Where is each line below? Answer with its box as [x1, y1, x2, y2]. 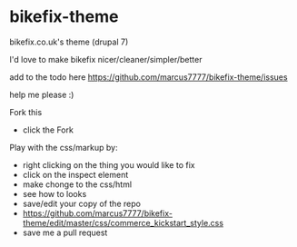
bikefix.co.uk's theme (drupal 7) [9, 36, 129, 47]
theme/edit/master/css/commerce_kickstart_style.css [22, 217, 224, 228]
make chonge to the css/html [22, 179, 133, 190]
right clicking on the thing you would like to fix [22, 159, 195, 170]
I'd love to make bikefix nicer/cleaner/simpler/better [9, 54, 203, 64]
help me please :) [9, 89, 74, 100]
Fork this [9, 106, 43, 117]
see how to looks [22, 188, 87, 199]
